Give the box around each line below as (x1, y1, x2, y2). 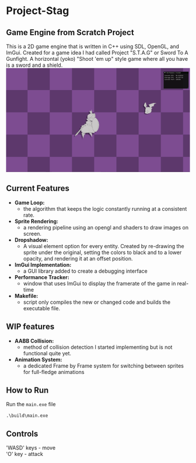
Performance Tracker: (14, 273, 70, 280)
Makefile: (14, 292, 38, 299)
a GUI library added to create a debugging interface (23, 267, 148, 275)
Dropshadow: (14, 236, 48, 243)
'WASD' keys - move (6, 444, 56, 451)
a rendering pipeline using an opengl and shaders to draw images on (23, 224, 188, 231)
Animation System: (14, 356, 62, 363)
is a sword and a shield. (6, 61, 63, 68)
